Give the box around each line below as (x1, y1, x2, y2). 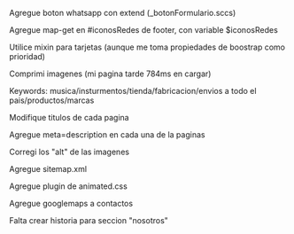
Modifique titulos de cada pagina (9, 113, 130, 122)
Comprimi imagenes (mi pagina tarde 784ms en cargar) (9, 68, 212, 79)
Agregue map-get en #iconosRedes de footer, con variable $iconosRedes (9, 25, 279, 35)
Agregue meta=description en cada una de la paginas (9, 129, 205, 140)
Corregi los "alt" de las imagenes (9, 146, 130, 157)
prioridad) (9, 51, 46, 61)
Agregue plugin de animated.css (9, 181, 128, 191)
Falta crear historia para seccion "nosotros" (9, 215, 168, 225)
